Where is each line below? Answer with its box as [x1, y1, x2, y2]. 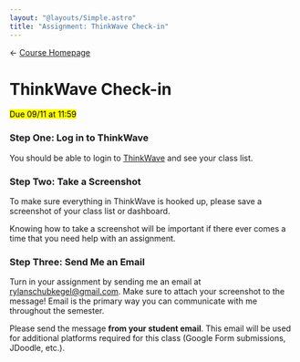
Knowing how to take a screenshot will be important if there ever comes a [9, 223, 286, 234]
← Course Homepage [9, 47, 91, 57]
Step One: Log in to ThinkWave [9, 131, 149, 144]
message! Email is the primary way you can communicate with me [9, 295, 258, 306]
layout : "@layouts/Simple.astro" [9, 13, 137, 23]
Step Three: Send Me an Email [9, 255, 146, 268]
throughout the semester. [9, 305, 105, 316]
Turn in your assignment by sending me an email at [9, 276, 202, 287]
